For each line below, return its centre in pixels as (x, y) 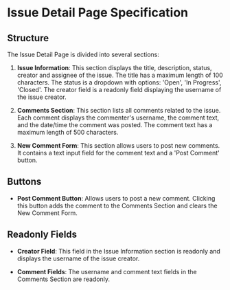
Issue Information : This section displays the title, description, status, (114, 68)
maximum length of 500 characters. (68, 132)
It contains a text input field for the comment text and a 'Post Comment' (118, 153)
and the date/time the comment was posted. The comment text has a (115, 125)
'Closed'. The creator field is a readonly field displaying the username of (119, 90)
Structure (28, 38)
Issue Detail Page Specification (98, 13)
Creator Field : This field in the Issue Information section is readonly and (119, 251)
